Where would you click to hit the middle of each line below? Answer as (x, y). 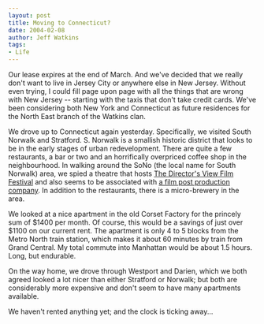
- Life (19, 52)
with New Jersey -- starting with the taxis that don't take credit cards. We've (132, 100)
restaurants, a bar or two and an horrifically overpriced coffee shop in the (127, 157)
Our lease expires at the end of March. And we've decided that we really (126, 74)
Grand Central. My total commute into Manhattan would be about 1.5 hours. (130, 248)
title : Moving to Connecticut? (59, 23)
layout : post (30, 15)
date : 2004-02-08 (37, 30)
